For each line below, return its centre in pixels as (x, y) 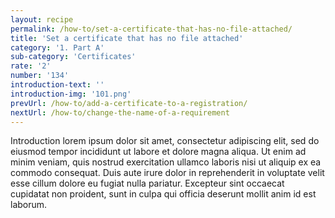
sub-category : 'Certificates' (73, 57)
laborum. (29, 205)
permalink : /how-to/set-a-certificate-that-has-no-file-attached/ (151, 29)
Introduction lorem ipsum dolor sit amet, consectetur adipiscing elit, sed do (165, 141)
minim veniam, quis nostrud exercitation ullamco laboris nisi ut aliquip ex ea (166, 162)
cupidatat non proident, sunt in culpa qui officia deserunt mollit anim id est (163, 194)
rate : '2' (31, 66)
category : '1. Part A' (57, 47)
